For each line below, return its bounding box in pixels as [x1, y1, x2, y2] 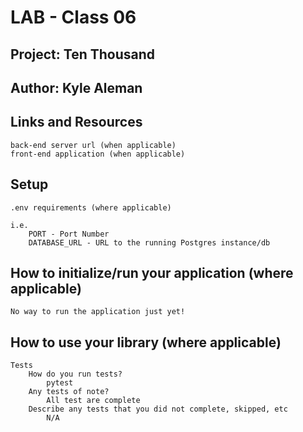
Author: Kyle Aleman [10, 79, 143, 96]
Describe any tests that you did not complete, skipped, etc [28, 404, 288, 415]
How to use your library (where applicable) [10, 334, 282, 351]
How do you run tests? [28, 369, 123, 380]
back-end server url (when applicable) [10, 140, 177, 150]
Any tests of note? [28, 387, 110, 397]
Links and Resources [10, 114, 143, 131]
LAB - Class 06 [10, 6, 137, 29]
